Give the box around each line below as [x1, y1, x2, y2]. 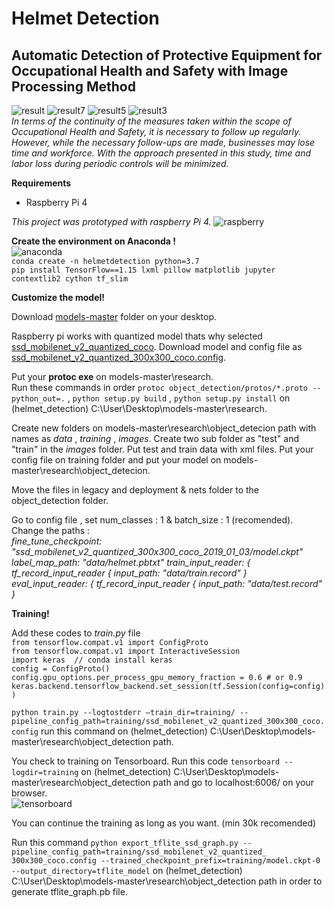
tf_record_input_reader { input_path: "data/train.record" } [11, 567, 248, 579]
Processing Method [11, 78, 136, 95]
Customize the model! [11, 292, 106, 303]
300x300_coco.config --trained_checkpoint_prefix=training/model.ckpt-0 [11, 856, 321, 866]
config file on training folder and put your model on [11, 454, 222, 466]
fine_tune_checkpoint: [11, 535, 103, 547]
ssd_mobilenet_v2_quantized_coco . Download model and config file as [11, 341, 303, 352]
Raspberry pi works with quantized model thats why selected [11, 330, 263, 342]
